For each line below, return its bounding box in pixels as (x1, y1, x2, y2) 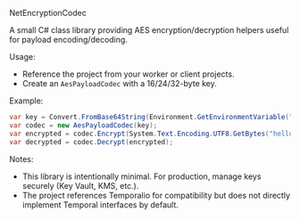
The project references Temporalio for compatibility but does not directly (21, 190, 291, 200)
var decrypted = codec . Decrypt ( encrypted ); (9, 137, 174, 146)
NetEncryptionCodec (9, 8, 87, 18)
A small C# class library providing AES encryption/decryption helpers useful (9, 25, 289, 35)
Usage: (9, 52, 36, 61)
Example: (9, 95, 44, 106)
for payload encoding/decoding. (9, 35, 128, 45)
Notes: (9, 153, 34, 164)
